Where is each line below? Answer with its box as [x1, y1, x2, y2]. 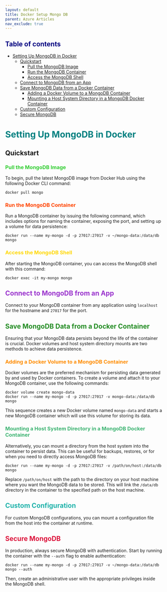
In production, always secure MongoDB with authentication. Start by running [5, 548, 163, 554]
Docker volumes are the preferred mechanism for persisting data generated [5, 370, 161, 376]
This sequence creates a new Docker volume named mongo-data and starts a [5, 408, 162, 414]
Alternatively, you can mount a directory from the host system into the [5, 443, 149, 449]
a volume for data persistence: [5, 223, 68, 230]
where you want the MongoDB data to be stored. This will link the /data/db [5, 482, 159, 488]
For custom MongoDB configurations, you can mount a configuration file [5, 515, 154, 521]
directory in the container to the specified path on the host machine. [5, 487, 146, 493]
